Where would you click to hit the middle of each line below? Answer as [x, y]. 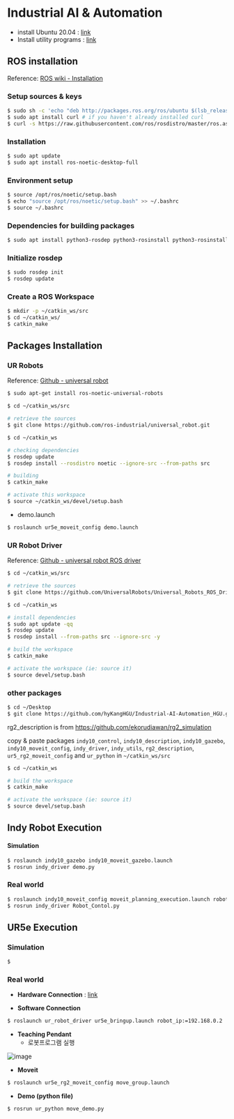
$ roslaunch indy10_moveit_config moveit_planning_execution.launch [109, 899]
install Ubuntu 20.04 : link [54, 32]
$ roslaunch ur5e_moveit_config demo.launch [73, 527]
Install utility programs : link [57, 39]
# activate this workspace [46, 495]
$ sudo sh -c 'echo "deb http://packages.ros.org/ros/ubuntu [98, 111]
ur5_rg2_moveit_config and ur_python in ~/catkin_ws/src [89, 755]
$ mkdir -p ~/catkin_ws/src [48, 311]
